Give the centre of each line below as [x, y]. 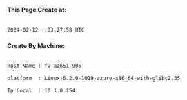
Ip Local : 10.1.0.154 [41, 91]
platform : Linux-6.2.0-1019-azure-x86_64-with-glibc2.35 [94, 79]
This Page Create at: [37, 10]
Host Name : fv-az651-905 [44, 66]
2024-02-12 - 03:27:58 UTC [46, 30]
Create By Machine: [36, 45]
